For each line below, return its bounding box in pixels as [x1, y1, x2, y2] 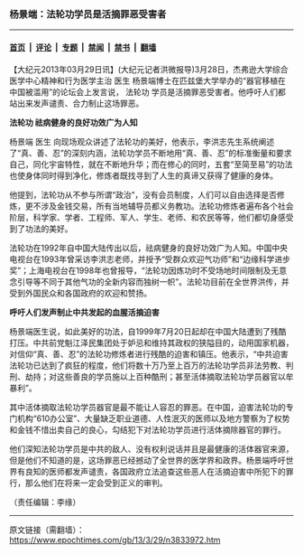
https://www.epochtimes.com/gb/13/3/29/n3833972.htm [9, 534, 221, 545]
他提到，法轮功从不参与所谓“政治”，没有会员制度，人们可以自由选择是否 [9, 189, 278, 200]
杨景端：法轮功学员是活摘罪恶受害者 [9, 7, 167, 20]
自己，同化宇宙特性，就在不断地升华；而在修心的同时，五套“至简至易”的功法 [9, 158, 293, 169]
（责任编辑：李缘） [9, 496, 81, 507]
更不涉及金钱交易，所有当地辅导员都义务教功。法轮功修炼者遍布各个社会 [24, 201, 294, 211]
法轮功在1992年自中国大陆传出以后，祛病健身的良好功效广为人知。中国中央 [9, 242, 289, 253]
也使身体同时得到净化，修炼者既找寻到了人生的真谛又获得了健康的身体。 [9, 170, 278, 181]
